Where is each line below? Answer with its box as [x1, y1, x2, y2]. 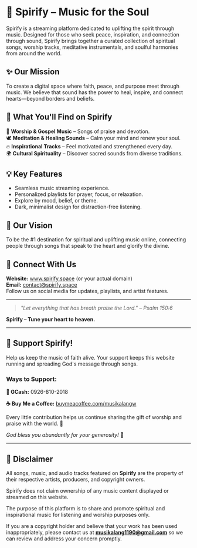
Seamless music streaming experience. [14, 185, 110, 192]
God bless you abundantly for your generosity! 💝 [6, 431, 124, 439]
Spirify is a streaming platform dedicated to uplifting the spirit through [6, 25, 175, 32]
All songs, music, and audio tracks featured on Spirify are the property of [6, 469, 184, 476]
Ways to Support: [6, 375, 57, 383]
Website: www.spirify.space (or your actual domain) [6, 275, 133, 282]
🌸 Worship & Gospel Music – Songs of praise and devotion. [6, 128, 150, 135]
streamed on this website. [6, 493, 69, 500]
